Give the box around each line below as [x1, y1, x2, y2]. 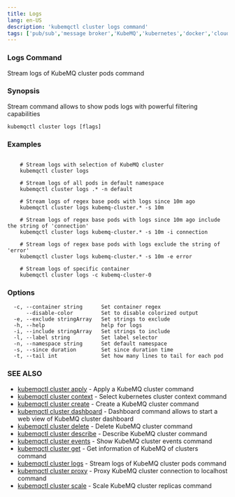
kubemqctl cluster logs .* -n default [20, 186, 133, 193]
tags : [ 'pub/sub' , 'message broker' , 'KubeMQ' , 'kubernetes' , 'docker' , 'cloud [7, 29, 230, 37]
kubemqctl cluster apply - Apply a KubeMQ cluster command [17, 384, 194, 393]
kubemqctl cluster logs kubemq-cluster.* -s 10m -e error [20, 253, 192, 260]
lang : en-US [7, 17, 42, 24]
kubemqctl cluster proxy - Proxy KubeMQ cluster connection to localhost [17, 466, 228, 475]
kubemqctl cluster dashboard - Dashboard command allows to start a [17, 407, 218, 415]
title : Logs [7, 10, 42, 17]
